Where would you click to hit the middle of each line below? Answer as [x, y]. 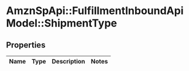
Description [68, 61]
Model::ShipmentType [62, 23]
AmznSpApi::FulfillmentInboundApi [95, 11]
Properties [26, 45]
